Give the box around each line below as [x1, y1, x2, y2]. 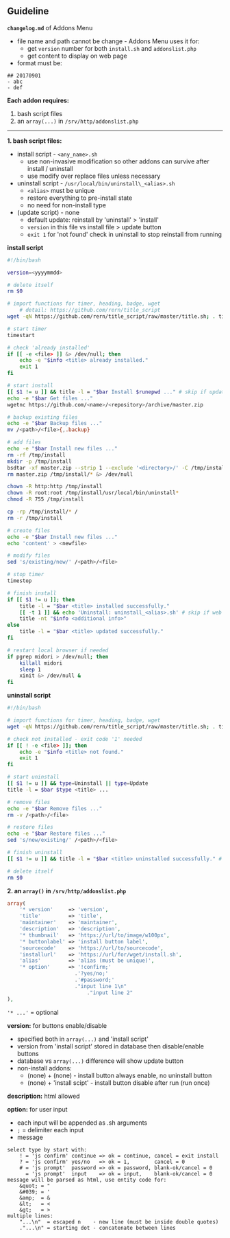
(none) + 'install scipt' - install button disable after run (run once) [27, 1078, 210, 1087]
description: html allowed [7, 1092, 80, 1100]
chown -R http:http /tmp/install [7, 483, 103, 490]
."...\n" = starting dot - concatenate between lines [19, 1224, 176, 1231]
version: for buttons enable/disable [7, 1021, 107, 1029]
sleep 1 [19, 666, 41, 673]
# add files [7, 439, 41, 446]
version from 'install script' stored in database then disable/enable [16, 1042, 204, 1050]
